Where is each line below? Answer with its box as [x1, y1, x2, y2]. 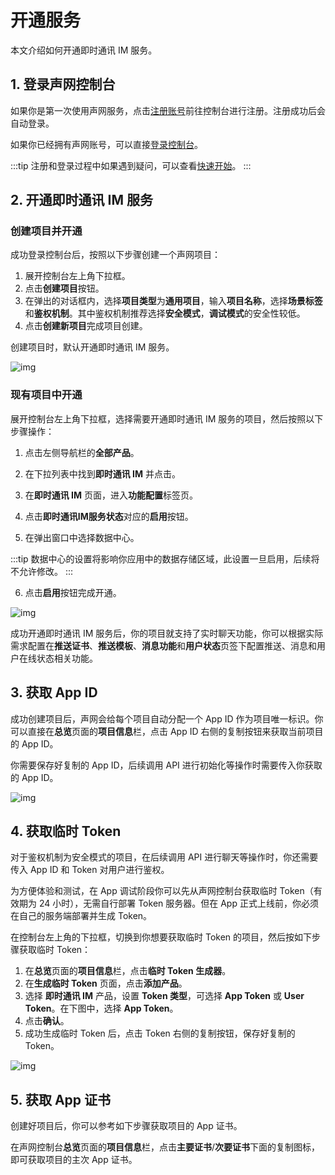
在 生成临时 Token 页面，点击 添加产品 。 [24, 977, 188, 990]
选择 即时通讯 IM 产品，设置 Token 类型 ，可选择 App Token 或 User [24, 990, 305, 1002]
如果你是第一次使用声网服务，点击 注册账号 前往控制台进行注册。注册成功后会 [10, 104, 326, 116]
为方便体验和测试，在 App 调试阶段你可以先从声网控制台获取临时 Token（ [10, 885, 314, 897]
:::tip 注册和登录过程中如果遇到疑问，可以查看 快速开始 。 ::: [10, 159, 252, 171]
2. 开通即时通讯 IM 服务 [10, 192, 153, 209]
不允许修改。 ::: [10, 565, 74, 577]
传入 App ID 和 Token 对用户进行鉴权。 [10, 864, 170, 876]
